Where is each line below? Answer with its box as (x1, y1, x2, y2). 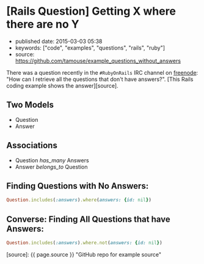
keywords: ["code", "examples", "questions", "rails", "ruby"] (15, 44, 166, 51)
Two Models (6, 100, 54, 110)
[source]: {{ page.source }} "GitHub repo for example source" (6, 251, 162, 258)
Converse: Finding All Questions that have (6, 214, 171, 224)
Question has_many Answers (15, 156, 90, 164)
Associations (6, 140, 58, 151)
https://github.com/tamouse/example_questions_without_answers (15, 57, 181, 64)
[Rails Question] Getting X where (6, 4, 176, 18)
